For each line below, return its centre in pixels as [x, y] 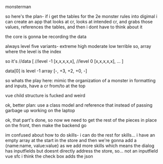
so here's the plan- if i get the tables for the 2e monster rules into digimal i [81, 16]
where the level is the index [33, 52]
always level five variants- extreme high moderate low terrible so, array [78, 46]
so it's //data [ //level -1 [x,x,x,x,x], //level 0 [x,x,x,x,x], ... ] [64, 61]
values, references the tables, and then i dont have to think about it [74, 27]
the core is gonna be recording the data [46, 37]
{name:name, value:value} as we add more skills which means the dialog [80, 146]
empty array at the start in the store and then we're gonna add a [71, 140]
